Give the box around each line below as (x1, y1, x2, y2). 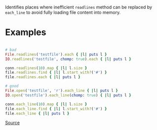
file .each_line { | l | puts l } (5, 111, 70, 116)
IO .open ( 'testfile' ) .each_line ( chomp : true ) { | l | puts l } (5, 92, 132, 98)
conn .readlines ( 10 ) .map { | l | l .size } (5, 65, 87, 71)
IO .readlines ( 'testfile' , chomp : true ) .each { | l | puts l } (5, 56, 132, 61)
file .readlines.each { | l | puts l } (5, 75, 80, 80)
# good (5, 84, 19, 88)
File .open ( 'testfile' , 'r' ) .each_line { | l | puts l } (5, 88, 118, 93)
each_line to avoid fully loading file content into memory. (5, 9, 121, 15)
